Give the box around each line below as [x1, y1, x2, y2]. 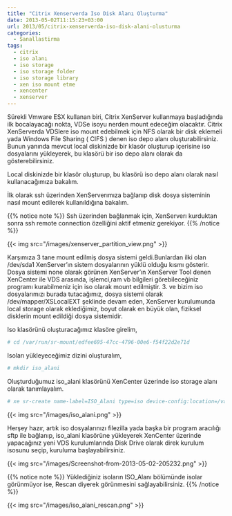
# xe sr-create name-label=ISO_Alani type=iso [7, 398, 144, 405]
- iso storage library [13, 74, 79, 82]
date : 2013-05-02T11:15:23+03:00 [7, 17, 104, 24]
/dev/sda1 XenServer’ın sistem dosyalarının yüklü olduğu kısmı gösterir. [7, 261, 209, 268]
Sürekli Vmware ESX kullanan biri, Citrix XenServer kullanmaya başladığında [7, 113, 223, 121]
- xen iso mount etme [13, 81, 76, 88]
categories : [7, 29, 41, 37]
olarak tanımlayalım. [7, 385, 64, 393]
